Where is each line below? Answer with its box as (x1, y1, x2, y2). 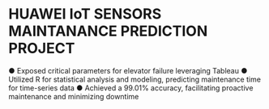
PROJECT (8, 40, 75, 57)
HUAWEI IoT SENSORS (8, 5, 162, 23)
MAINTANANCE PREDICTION (8, 22, 208, 40)
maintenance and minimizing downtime (8, 91, 139, 101)
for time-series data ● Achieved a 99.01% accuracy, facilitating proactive (8, 82, 254, 93)
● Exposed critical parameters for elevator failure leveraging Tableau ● (8, 65, 248, 75)
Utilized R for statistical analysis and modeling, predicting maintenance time (8, 74, 262, 84)
